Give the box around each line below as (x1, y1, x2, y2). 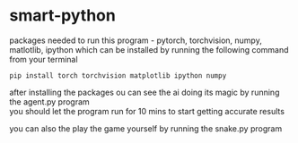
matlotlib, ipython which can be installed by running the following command (9, 44, 289, 55)
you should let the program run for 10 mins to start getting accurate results (9, 105, 285, 116)
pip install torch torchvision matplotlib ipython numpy (9, 71, 227, 80)
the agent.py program (9, 96, 90, 107)
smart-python (9, 5, 117, 26)
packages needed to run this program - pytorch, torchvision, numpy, (9, 35, 262, 46)
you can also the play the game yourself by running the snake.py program (9, 122, 283, 134)
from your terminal (9, 54, 78, 64)
